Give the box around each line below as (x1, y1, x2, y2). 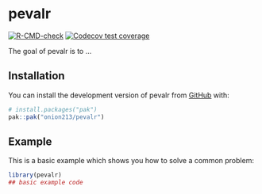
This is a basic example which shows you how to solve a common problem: (8, 156, 254, 165)
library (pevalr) (8, 171, 62, 179)
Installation (8, 69, 65, 83)
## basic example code (8, 179, 83, 187)
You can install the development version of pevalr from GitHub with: (8, 90, 230, 100)
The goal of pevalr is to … (8, 46, 92, 55)
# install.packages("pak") (8, 105, 98, 113)
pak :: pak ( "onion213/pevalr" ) (8, 112, 105, 121)
